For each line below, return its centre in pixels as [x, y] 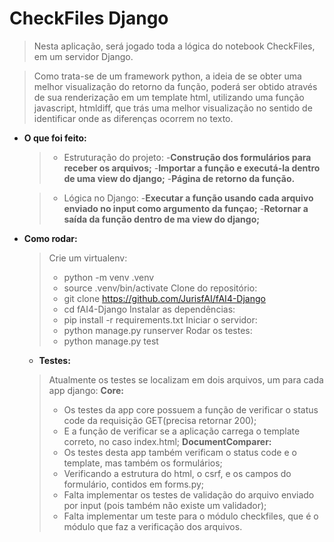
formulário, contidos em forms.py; [134, 484]
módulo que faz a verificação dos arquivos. [153, 526]
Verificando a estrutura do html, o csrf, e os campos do [177, 473]
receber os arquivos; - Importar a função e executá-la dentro [192, 168]
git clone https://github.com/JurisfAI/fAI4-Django [164, 298]
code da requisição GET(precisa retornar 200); [160, 420]
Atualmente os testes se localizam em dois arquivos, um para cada [186, 379]
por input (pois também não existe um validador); [165, 505]
